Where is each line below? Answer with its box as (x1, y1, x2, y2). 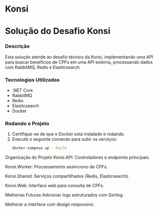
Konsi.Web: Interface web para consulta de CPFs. (5, 183, 104, 189)
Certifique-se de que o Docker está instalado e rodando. (12, 131, 125, 137)
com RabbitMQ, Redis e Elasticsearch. (5, 64, 81, 70)
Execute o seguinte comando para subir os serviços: (12, 136, 117, 142)
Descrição (5, 43, 30, 49)
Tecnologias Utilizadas (5, 76, 60, 83)
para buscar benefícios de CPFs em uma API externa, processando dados (5, 59, 153, 65)
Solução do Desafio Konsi (5, 26, 111, 37)
